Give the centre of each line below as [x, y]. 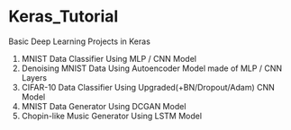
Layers [34, 77]
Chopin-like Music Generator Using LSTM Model [112, 116]
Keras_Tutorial [64, 17]
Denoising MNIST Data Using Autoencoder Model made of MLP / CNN [152, 68]
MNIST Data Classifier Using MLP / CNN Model [109, 58]
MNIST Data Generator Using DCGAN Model [104, 106]
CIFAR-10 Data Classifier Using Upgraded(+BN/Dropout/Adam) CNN [148, 87]
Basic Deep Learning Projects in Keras [79, 41]
